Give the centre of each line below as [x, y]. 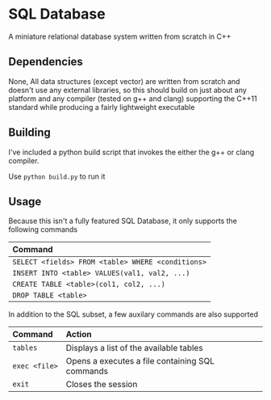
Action [79, 335]
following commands [43, 229]
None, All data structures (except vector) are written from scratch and [124, 81]
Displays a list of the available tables [134, 348]
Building [29, 133]
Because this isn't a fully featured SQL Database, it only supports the [123, 221]
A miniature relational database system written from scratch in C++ [120, 36]
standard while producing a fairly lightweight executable [102, 107]
